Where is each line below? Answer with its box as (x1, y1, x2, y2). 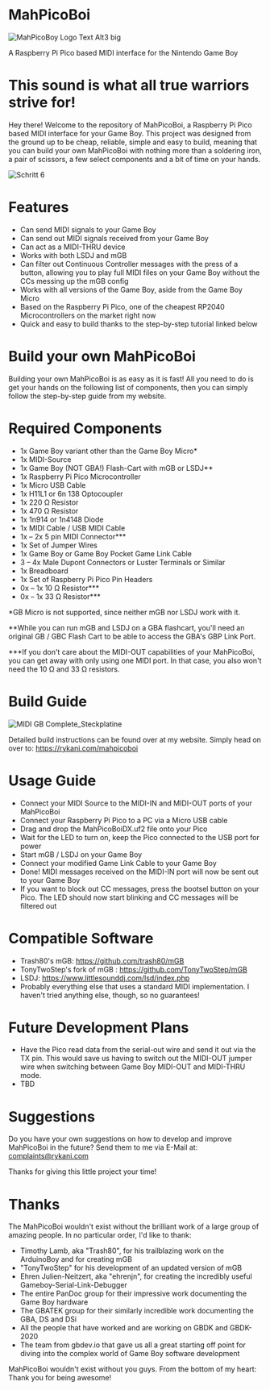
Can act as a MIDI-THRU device (19, 242, 126, 252)
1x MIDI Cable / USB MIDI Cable (19, 522, 126, 533)
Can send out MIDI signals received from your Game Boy (19, 233, 210, 243)
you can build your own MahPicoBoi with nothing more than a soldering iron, (8, 145, 262, 155)
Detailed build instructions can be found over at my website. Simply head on (8, 735, 262, 744)
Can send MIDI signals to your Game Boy (19, 224, 156, 235)
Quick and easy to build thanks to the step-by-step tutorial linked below (19, 318, 258, 328)
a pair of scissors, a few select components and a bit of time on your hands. (8, 154, 260, 164)
